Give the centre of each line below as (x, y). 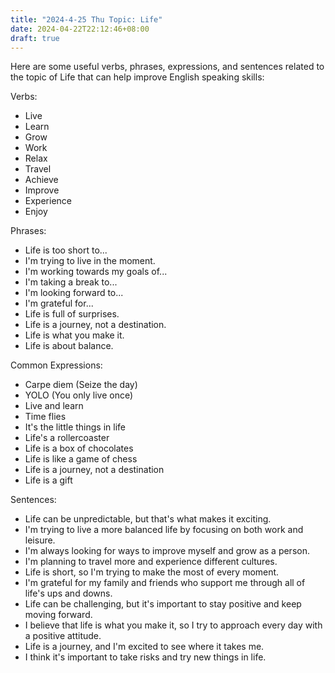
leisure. (40, 540)
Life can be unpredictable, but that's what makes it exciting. (148, 519)
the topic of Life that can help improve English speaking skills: (137, 77)
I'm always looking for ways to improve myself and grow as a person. (167, 551)
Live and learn (54, 406)
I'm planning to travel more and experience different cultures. (151, 562)
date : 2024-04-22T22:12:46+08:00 (80, 29)
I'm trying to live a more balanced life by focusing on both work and (164, 530)
